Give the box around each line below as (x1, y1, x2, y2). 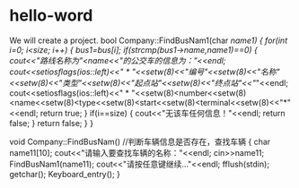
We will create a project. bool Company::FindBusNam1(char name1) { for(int (9, 35, 288, 46)
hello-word (9, 5, 93, 26)
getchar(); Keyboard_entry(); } (9, 168, 121, 179)
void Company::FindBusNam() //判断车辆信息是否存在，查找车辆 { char (9, 136, 271, 147)
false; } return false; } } (9, 117, 94, 128)
